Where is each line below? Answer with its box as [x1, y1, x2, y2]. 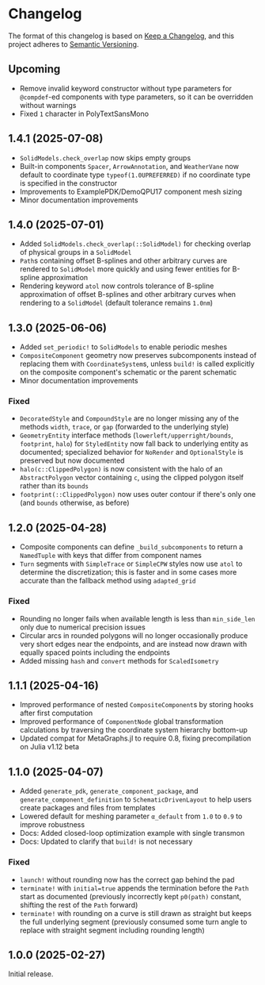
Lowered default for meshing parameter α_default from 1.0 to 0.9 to [19, 811, 243, 821]
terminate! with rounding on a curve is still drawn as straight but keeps [19, 908, 252, 918]
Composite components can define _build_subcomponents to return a [19, 542, 244, 552]
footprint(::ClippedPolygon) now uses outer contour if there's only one [19, 490, 256, 499]
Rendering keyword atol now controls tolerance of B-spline [19, 281, 214, 290]
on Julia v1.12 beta [19, 742, 80, 752]
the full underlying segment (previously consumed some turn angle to [19, 917, 248, 926]
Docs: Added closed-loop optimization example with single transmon [19, 829, 245, 838]
